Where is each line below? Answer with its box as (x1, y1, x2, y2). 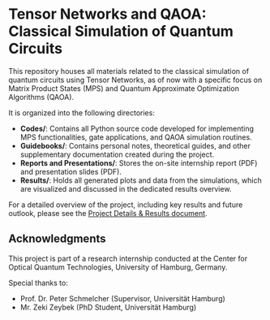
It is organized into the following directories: (8, 107, 156, 118)
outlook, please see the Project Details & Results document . (8, 208, 208, 218)
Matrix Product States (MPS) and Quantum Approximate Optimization (8, 83, 239, 93)
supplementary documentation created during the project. (19, 149, 215, 159)
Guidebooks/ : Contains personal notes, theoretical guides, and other (19, 141, 251, 150)
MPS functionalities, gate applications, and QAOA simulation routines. (19, 132, 253, 142)
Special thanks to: (8, 278, 69, 288)
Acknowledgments (8, 232, 107, 246)
